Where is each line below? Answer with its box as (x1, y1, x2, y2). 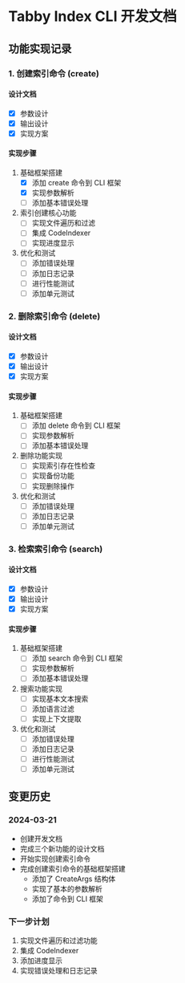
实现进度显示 (31, 238, 74, 248)
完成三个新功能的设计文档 (19, 843, 105, 853)
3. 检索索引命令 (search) (8, 543, 103, 554)
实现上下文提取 (31, 713, 82, 723)
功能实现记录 (8, 42, 72, 55)
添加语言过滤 (31, 704, 74, 713)
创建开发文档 (19, 834, 62, 843)
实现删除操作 (31, 481, 74, 490)
